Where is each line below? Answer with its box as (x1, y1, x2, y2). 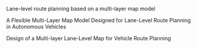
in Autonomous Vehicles (6, 23, 67, 30)
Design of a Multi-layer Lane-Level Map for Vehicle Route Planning (6, 35, 171, 41)
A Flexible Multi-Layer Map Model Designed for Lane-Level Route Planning (6, 17, 191, 23)
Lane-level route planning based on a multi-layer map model (6, 5, 156, 12)
